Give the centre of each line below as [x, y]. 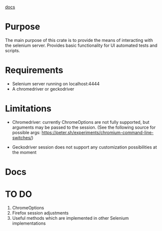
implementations [29, 223]
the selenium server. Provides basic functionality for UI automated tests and [81, 45]
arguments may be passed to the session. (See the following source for [84, 127]
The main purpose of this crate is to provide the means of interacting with [79, 40]
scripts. [13, 50]
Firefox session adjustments [40, 213]
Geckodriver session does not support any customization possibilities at [84, 147]
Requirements [34, 70]
